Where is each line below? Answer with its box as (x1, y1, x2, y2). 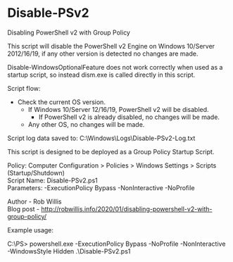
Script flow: (7, 84, 41, 92)
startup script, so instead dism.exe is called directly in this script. (7, 70, 196, 79)
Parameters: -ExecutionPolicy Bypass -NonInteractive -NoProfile (7, 183, 195, 192)
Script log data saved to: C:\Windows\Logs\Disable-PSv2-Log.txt (7, 134, 196, 142)
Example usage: (7, 225, 54, 234)
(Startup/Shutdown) (7, 168, 65, 177)
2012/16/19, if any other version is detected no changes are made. (7, 49, 199, 58)
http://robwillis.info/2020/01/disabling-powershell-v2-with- (41, 204, 213, 213)
